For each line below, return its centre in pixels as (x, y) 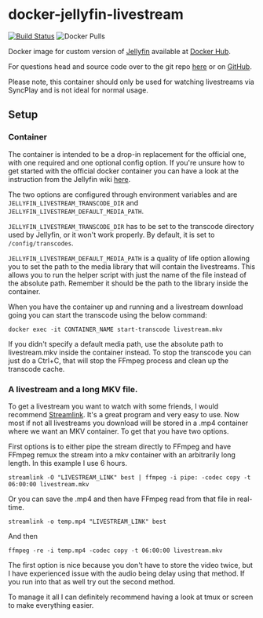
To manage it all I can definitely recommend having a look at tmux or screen (131, 597)
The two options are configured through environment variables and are (123, 194)
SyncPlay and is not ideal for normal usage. (79, 90)
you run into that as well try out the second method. (91, 581)
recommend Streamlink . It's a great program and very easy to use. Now (124, 414)
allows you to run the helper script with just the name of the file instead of (128, 274)
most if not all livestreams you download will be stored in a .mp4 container (128, 423)
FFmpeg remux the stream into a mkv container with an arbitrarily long (122, 454)
